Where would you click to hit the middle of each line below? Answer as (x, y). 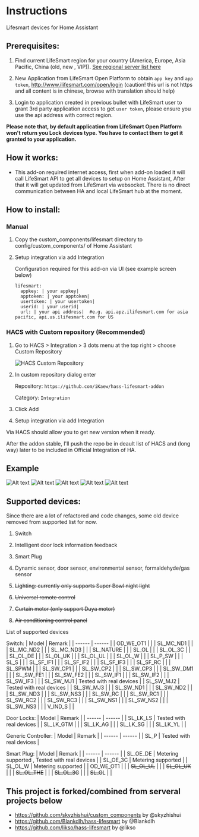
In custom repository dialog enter (55, 374)
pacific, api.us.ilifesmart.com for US (64, 317)
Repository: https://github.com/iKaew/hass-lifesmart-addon (89, 386)
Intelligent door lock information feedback (66, 545)
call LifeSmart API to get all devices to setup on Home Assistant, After (100, 178)
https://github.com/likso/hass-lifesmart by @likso (75, 827)
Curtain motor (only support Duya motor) (65, 609)
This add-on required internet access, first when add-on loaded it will (100, 172)
